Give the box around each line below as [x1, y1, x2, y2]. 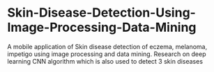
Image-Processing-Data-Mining [7, 19, 197, 35]
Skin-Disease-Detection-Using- [7, 5, 197, 21]
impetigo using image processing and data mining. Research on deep [7, 50, 206, 58]
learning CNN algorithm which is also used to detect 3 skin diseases [7, 57, 204, 65]
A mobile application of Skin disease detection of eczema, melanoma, [7, 42, 208, 51]
